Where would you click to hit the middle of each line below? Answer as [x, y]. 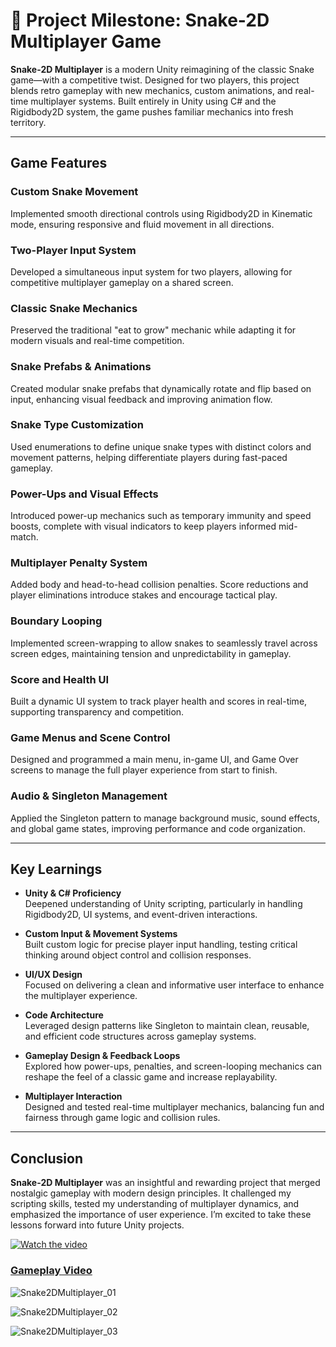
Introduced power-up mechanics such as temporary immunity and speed [161, 516]
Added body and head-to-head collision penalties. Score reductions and [159, 585]
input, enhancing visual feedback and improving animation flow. [141, 399]
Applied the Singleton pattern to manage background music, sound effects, [165, 818]
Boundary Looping [56, 621]
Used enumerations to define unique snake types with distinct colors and [161, 446]
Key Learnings [56, 869]
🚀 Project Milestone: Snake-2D [140, 20]
